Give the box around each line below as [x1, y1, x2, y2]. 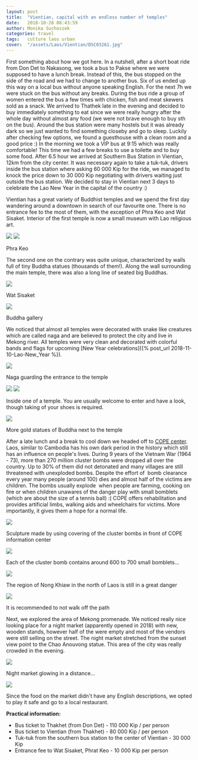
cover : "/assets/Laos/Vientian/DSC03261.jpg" [6, 42, 123, 48]
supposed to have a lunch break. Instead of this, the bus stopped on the [6, 71, 181, 78]
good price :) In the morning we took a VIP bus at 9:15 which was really [6, 140, 179, 147]
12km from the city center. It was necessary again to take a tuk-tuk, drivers [6, 159, 189, 166]
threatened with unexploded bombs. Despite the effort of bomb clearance [6, 469, 187, 476]
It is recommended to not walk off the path [6, 604, 110, 611]
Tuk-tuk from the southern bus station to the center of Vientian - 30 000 [14, 734, 191, 741]
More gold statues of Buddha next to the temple [6, 426, 123, 433]
